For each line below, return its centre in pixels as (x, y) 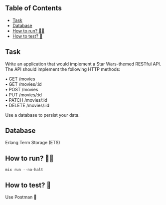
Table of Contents (34, 8)
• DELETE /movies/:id (27, 105)
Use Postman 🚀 (21, 197)
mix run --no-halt (24, 170)
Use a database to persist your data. (42, 115)
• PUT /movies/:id (24, 95)
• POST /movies (22, 89)
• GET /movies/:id (23, 84)
